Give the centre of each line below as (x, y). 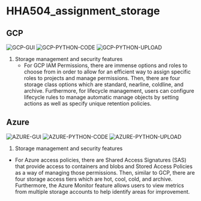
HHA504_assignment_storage (83, 11)
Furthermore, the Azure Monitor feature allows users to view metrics (99, 185)
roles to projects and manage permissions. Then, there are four (102, 78)
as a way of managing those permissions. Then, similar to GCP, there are (105, 172)
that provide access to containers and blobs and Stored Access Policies (104, 166)
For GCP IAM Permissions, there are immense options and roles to (106, 65)
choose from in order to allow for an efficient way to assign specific (107, 72)
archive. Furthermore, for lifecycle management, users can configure (109, 91)
